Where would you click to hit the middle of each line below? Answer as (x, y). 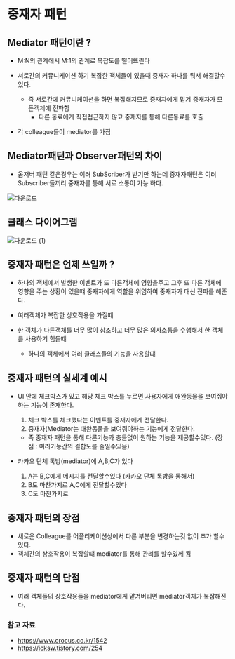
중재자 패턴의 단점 (43, 578)
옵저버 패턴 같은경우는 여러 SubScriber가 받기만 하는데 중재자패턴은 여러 (117, 174)
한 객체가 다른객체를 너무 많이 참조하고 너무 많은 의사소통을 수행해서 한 (114, 330)
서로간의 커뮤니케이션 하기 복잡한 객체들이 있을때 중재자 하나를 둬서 (109, 75)
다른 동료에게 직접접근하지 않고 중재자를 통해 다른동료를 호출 (121, 117)
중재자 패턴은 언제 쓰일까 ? (61, 265)
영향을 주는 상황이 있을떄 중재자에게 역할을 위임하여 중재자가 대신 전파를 (116, 291)
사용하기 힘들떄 (46, 339)
